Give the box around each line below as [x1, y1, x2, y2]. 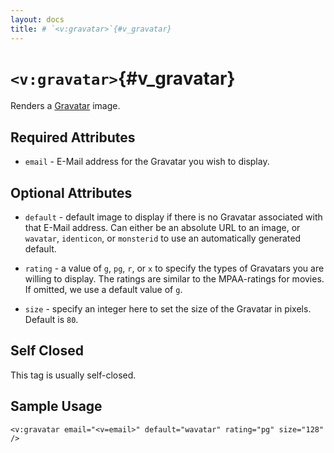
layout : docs [10, 14, 65, 25]
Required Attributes [10, 129, 136, 146]
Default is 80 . [24, 314, 79, 326]
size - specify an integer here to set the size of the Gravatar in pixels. [24, 303, 312, 315]
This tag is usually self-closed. [10, 369, 137, 381]
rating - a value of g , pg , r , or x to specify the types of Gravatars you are [24, 262, 325, 275]
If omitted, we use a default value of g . [24, 284, 183, 296]
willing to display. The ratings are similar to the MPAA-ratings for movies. [24, 273, 325, 285]
